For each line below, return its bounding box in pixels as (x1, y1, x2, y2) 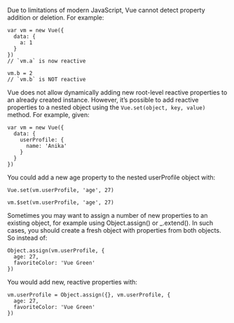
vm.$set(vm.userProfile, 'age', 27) (7, 199, 114, 206)
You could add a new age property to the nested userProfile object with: (7, 173, 216, 181)
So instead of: (7, 234, 48, 242)
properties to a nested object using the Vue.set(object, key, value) (7, 103, 206, 111)
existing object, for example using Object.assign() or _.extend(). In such (7, 219, 214, 227)
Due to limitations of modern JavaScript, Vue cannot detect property (7, 6, 205, 14)
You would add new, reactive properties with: (7, 278, 138, 286)
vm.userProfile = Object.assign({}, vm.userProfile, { (7, 291, 171, 298)
